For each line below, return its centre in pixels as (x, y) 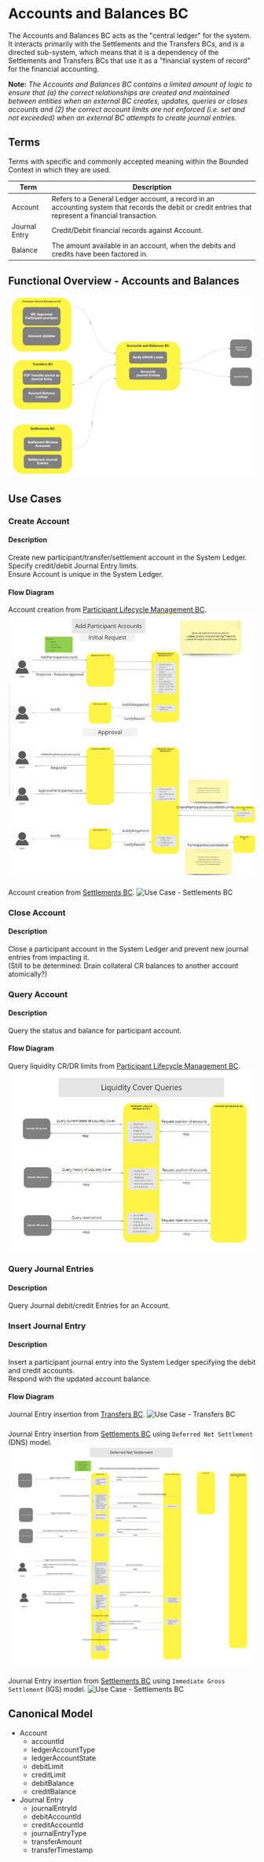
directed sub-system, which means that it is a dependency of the (114, 52)
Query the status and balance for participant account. (95, 1030)
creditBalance (54, 1791)
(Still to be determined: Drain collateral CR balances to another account (123, 966)
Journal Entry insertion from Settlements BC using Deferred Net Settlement (131, 1434)
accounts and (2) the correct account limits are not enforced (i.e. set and (127, 109)
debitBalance (53, 1783)
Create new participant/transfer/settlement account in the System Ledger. (128, 557)
